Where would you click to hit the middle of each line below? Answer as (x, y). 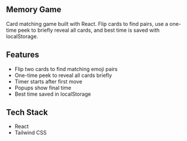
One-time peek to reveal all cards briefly (63, 75)
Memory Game (34, 10)
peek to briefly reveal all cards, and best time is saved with (89, 30)
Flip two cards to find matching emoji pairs (66, 69)
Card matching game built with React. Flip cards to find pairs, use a (87, 23)
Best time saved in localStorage (53, 94)
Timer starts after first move (48, 81)
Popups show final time (43, 88)
